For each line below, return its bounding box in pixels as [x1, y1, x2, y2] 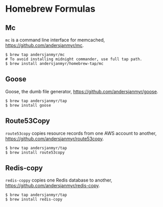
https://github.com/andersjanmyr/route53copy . [5, 136, 104, 142]
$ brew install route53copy [5, 150, 65, 155]
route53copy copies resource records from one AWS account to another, [5, 130, 157, 136]
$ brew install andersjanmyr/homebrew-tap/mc [5, 61, 103, 66]
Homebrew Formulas [5, 3, 96, 15]
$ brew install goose [5, 102, 51, 108]
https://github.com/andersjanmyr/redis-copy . [5, 183, 100, 189]
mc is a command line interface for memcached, [5, 37, 105, 43]
